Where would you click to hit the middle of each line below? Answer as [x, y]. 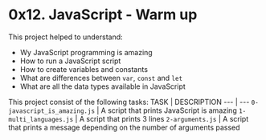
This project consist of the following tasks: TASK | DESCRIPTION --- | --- [129, 102]
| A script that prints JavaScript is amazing [166, 110]
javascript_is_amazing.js [51, 111]
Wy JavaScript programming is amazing [86, 52]
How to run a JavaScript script [70, 61]
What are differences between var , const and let [101, 78]
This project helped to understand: [65, 37]
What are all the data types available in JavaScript [103, 86]
